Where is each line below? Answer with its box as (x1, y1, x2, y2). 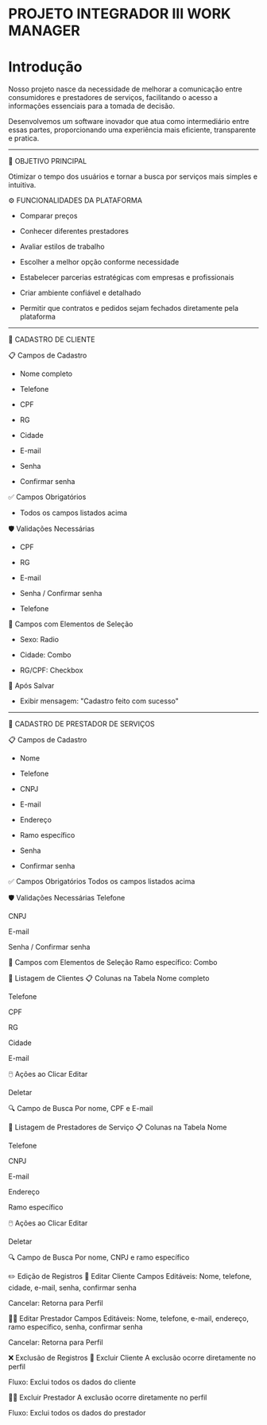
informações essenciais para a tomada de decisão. (8, 101, 175, 111)
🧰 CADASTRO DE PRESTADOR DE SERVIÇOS (8, 719, 155, 729)
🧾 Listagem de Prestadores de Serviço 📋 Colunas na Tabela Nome (8, 1122, 228, 1133)
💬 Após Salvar (8, 681, 55, 691)
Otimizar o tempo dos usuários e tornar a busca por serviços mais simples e (8, 172, 258, 181)
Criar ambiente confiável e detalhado (19, 288, 141, 298)
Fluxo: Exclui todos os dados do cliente (8, 1377, 137, 1387)
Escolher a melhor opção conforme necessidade (19, 258, 180, 267)
